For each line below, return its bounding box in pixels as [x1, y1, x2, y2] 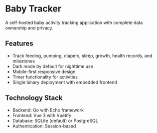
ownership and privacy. [5, 24, 53, 30]
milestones [12, 58, 35, 64]
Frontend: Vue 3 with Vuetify [12, 112, 72, 118]
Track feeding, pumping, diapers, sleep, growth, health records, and [12, 52, 153, 58]
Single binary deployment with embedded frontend [12, 79, 117, 85]
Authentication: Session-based [12, 123, 76, 129]
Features [5, 39, 33, 48]
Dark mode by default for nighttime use [12, 63, 93, 69]
